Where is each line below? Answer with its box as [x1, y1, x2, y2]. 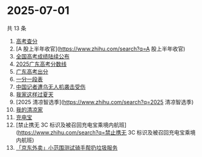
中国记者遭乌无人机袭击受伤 [15, 83, 86, 90]
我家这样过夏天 [15, 91, 54, 98]
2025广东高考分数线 [15, 60, 67, 68]
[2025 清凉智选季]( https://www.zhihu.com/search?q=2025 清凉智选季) [15, 98, 194, 105]
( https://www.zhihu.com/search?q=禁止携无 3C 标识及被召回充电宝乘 [15, 128, 191, 136]
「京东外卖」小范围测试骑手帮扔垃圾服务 [15, 144, 118, 151]
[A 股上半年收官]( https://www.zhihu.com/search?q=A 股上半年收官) [15, 45, 186, 52]
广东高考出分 [15, 68, 48, 75]
